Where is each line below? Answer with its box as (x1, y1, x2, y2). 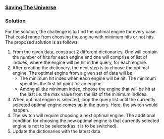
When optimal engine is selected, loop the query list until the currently (12, 97, 156, 103)
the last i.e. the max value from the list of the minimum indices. (19, 91, 148, 97)
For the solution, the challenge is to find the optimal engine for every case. (5, 29, 157, 35)
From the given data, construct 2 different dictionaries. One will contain (12, 49, 158, 55)
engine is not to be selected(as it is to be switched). (12, 123, 118, 129)
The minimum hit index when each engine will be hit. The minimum (19, 75, 156, 81)
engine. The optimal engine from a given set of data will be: (12, 70, 134, 76)
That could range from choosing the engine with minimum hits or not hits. (5, 34, 155, 40)
